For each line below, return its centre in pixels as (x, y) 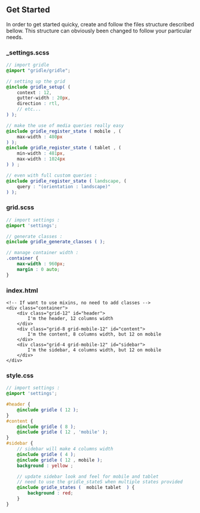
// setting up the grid (36, 81)
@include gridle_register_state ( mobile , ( (64, 131)
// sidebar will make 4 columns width (65, 449)
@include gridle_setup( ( (38, 87)
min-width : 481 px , (41, 153)
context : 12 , (34, 92)
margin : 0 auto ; (39, 269)
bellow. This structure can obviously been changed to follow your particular (99, 31)
